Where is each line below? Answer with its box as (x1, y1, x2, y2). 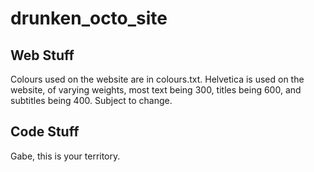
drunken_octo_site (10, 7, 168, 30)
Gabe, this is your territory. (10, 150, 121, 162)
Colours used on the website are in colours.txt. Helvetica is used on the (10, 73, 305, 85)
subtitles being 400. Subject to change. (10, 95, 173, 106)
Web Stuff (10, 47, 75, 64)
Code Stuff (10, 123, 80, 141)
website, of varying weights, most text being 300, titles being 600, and (10, 84, 302, 96)
